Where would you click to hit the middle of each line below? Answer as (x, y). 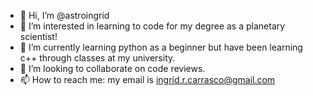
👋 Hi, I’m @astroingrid (64, 15)
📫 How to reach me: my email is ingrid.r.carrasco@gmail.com (147, 79)
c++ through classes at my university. (97, 58)
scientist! (38, 36)
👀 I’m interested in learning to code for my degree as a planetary (152, 26)
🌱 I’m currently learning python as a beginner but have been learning (161, 47)
